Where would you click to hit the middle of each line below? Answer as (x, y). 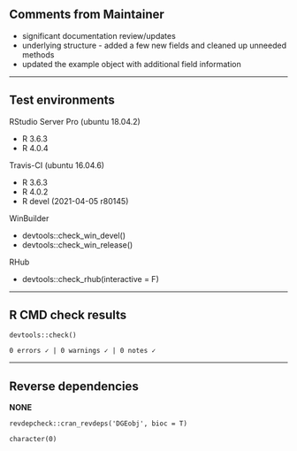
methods (38, 54)
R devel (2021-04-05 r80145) (75, 201)
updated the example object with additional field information (131, 64)
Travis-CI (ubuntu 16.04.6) (57, 165)
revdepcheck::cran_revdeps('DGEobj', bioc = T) (99, 424)
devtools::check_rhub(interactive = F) (90, 279)
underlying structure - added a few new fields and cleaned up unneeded (154, 45)
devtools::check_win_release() (77, 245)
